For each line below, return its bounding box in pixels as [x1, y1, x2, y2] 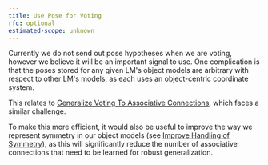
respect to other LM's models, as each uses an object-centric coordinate [8, 74, 249, 84]
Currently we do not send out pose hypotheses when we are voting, [8, 49, 232, 58]
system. [8, 82, 34, 92]
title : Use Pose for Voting [8, 11, 102, 20]
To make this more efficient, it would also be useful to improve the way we [8, 122, 254, 132]
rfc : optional [8, 19, 56, 27]
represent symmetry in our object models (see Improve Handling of [8, 131, 230, 140]
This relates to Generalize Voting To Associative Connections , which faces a [8, 98, 259, 108]
